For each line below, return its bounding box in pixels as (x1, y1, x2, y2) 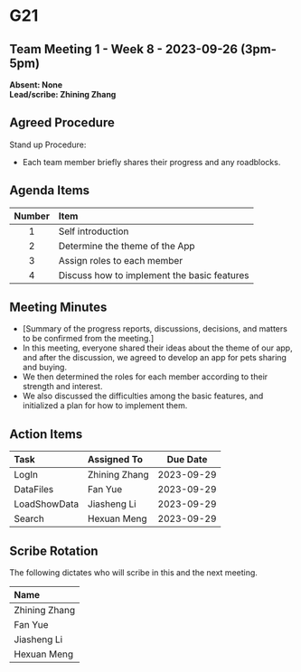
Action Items (9, 426, 83, 442)
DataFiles (14, 483, 54, 496)
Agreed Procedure (9, 115, 115, 131)
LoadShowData (14, 498, 80, 510)
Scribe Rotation (9, 543, 99, 558)
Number (14, 210, 50, 222)
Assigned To (87, 453, 143, 466)
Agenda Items (9, 182, 90, 199)
